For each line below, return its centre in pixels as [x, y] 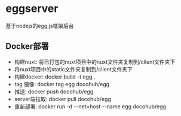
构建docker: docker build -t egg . [55, 77]
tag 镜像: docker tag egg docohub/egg [62, 84]
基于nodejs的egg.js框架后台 [40, 26]
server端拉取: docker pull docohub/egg [62, 99]
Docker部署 [27, 46]
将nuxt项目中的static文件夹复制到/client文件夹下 [73, 69]
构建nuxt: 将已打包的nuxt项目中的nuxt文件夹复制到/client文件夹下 [95, 62]
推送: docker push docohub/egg [54, 92]
